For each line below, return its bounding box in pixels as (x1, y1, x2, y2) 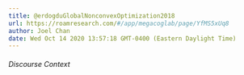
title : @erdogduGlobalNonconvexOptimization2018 (8, 11, 175, 20)
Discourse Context (8, 59, 70, 69)
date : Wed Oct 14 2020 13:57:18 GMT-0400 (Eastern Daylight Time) (8, 34, 237, 43)
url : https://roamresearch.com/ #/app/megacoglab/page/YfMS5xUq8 (8, 19, 229, 27)
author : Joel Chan (8, 27, 70, 35)
